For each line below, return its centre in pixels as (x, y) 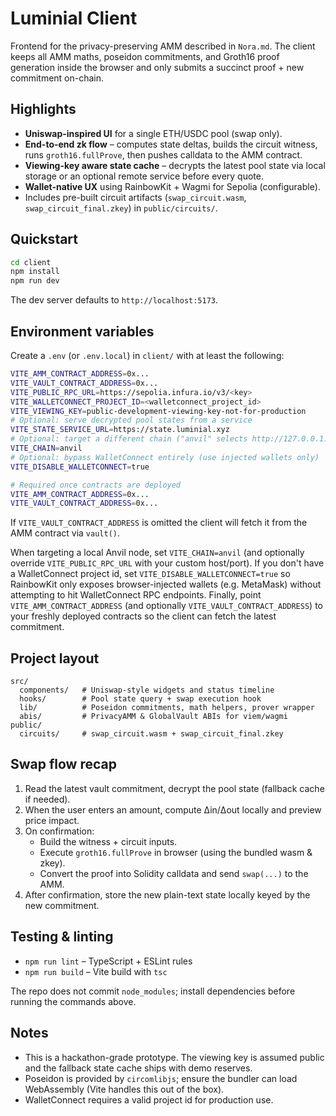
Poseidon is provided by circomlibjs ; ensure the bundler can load (161, 1078)
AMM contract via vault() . (65, 533)
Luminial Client (74, 18)
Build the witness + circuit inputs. (108, 841)
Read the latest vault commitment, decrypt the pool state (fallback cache (174, 788)
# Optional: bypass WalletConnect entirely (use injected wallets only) (165, 457)
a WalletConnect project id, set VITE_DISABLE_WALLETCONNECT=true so (150, 574)
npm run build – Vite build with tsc (96, 971)
